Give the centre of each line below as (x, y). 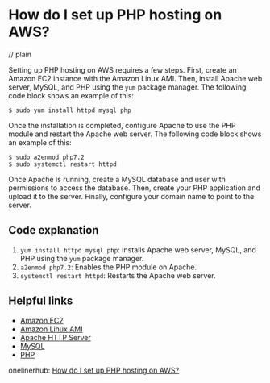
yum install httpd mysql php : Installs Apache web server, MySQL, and (138, 250)
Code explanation (54, 230)
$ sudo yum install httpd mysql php (70, 110)
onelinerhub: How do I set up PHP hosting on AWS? (94, 370)
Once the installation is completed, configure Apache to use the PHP (122, 125)
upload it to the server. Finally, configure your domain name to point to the (131, 196)
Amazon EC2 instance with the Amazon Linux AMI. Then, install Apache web (135, 78)
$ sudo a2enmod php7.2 (46, 157)
